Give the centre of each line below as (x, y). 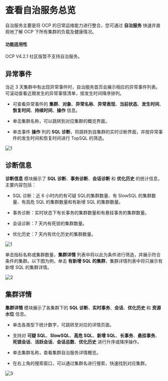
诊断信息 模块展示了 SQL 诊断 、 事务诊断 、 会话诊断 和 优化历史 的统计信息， (84, 178)
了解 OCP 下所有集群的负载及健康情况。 (55, 31)
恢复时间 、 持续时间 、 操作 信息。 (46, 110)
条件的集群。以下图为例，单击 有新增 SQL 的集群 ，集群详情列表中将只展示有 (84, 261)
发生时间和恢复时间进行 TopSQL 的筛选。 (64, 138)
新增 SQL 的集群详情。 (28, 267)
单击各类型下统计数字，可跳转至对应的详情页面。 (63, 324)
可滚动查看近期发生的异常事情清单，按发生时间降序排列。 (65, 93)
